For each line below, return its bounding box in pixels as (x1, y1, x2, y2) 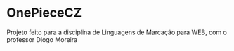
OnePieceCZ (6, 5, 82, 21)
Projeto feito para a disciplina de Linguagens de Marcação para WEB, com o (6, 28, 228, 36)
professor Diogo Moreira (6, 35, 78, 43)
